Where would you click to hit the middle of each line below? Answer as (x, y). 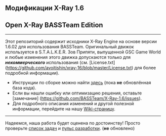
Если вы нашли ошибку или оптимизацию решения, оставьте (77, 93)
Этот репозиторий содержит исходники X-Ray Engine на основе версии (81, 42)
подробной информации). (32, 73)
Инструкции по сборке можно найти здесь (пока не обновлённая (82, 83)
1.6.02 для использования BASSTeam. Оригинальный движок (70, 47)
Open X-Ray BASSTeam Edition (54, 25)
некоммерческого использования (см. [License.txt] (60, 63)
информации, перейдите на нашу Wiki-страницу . (64, 109)
